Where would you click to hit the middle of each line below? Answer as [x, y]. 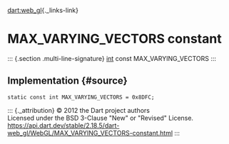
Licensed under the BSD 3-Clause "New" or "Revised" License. [101, 118]
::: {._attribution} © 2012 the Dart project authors [78, 110]
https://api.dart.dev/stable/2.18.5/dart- [63, 125]
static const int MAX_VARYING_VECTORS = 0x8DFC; [81, 97]
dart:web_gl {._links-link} [43, 10]
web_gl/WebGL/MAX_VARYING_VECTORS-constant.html [90, 133]
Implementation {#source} [68, 81]
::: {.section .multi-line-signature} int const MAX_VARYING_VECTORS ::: [112, 58]
